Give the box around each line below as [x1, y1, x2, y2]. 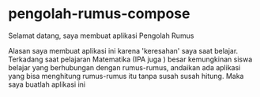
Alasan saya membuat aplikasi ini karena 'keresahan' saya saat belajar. [8, 46, 239, 55]
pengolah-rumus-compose [8, 5, 190, 23]
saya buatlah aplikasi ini [8, 80, 85, 89]
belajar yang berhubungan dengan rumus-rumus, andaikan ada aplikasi [8, 62, 241, 72]
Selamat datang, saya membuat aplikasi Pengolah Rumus [8, 31, 194, 40]
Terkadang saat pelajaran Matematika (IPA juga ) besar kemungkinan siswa [8, 54, 253, 64]
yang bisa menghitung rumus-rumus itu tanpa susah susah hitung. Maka [8, 71, 244, 80]
